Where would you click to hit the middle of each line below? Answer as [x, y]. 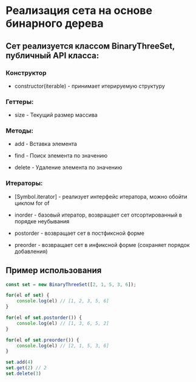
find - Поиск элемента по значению [61, 156]
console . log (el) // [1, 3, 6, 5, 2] [63, 323]
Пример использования [54, 270]
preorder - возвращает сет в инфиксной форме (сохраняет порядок [102, 245]
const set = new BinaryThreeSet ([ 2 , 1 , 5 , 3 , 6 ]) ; [71, 284]
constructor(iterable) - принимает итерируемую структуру [90, 86]
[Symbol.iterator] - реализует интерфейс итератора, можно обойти [101, 196]
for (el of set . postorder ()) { [44, 318]
